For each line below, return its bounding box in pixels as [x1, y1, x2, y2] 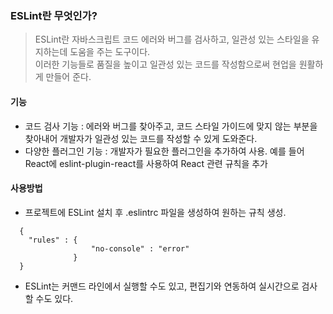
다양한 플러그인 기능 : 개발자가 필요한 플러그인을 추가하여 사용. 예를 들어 [24, 145, 305, 157]
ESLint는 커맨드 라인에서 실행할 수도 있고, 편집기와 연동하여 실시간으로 [24, 280, 300, 292]
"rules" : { [28, 235, 78, 245]
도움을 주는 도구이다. [69, 46, 151, 58]
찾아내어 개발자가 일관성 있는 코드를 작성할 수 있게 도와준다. [24, 132, 258, 144]
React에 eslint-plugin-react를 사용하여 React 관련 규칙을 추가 [24, 157, 269, 169]
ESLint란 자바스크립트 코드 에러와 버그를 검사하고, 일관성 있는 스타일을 [34, 33, 310, 46]
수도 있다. [35, 292, 74, 304]
